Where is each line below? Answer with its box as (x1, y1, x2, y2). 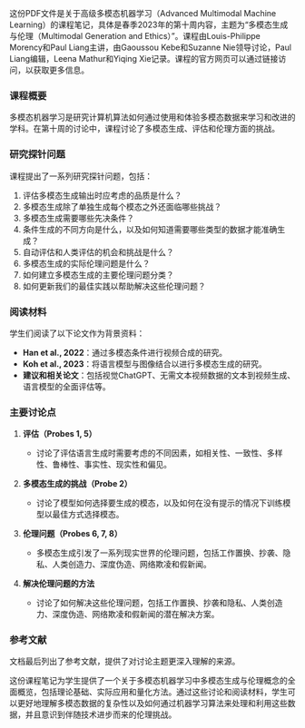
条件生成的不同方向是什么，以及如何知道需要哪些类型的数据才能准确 (22, 223, 278, 234)
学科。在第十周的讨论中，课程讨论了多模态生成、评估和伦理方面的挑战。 (9, 123, 280, 134)
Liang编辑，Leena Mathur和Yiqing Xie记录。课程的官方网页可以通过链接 (9, 54, 279, 64)
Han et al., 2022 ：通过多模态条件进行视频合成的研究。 (22, 347, 228, 358)
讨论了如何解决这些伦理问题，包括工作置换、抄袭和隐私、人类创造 (35, 597, 283, 608)
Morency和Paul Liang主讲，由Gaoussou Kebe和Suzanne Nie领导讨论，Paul (9, 42, 292, 53)
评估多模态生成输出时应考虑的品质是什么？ (22, 190, 182, 201)
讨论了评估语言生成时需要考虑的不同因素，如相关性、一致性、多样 (35, 448, 283, 458)
